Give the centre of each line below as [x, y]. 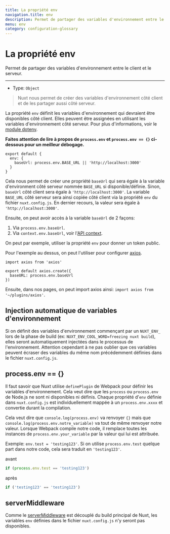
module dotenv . [22, 130]
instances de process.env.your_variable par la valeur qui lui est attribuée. [82, 434]
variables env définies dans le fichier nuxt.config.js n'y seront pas [75, 521]
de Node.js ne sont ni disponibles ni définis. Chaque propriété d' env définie [83, 397]
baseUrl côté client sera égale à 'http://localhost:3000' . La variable [78, 192]
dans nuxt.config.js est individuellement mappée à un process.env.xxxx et [84, 402]
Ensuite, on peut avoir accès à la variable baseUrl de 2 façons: [70, 218]
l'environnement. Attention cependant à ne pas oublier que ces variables [81, 347]
